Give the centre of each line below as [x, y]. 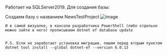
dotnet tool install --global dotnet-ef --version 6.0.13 [67, 48]
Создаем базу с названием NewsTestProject [52, 17]
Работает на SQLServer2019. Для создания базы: [57, 7]
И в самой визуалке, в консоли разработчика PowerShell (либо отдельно [81, 26]
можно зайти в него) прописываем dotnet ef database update [69, 30]
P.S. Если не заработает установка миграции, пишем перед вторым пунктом [84, 43]
